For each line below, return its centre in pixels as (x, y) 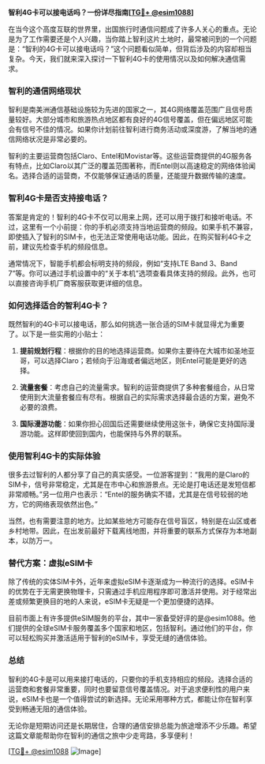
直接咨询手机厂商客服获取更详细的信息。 (80, 283)
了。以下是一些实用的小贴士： (56, 334)
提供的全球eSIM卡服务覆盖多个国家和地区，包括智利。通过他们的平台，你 (134, 628)
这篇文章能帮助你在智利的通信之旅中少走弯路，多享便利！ (101, 735)
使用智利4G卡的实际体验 (54, 455)
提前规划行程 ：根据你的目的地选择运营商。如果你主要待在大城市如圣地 (134, 350)
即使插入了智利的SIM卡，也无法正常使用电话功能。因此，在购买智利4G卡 (126, 237)
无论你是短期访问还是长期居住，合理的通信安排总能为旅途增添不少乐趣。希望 (132, 725)
